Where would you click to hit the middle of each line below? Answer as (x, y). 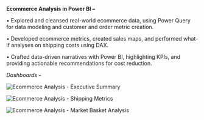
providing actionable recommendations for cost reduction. (79, 63)
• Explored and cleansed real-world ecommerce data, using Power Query (98, 20)
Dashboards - (24, 75)
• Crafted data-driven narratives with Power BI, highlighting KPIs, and (93, 57)
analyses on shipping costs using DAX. (60, 45)
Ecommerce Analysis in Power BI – (51, 9)
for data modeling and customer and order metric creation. (80, 27)
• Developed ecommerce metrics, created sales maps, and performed (94, 38)
